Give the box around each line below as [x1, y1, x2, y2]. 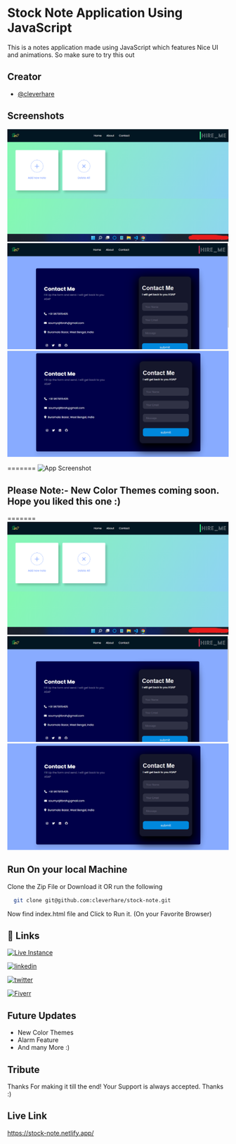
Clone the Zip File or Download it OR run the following [7, 882, 163, 890]
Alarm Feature [17, 1036, 59, 1044]
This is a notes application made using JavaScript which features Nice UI [7, 43, 219, 51]
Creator [7, 71, 42, 83]
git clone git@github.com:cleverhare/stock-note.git [13, 897, 171, 904]
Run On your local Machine [7, 864, 128, 876]
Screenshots [7, 110, 65, 122]
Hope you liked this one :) [7, 495, 121, 507]
